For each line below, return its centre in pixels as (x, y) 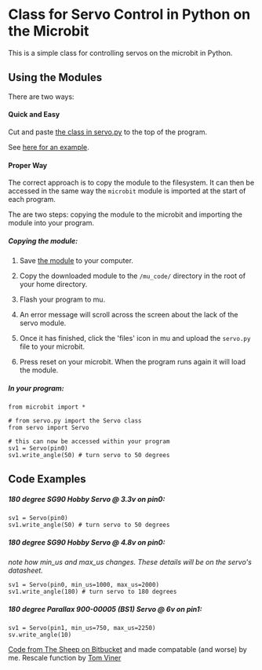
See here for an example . (49, 147)
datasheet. (25, 570)
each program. (32, 200)
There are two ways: (41, 97)
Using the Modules (55, 77)
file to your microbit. (52, 346)
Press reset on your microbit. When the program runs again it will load (132, 362)
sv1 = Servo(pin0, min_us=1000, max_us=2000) (84, 585)
